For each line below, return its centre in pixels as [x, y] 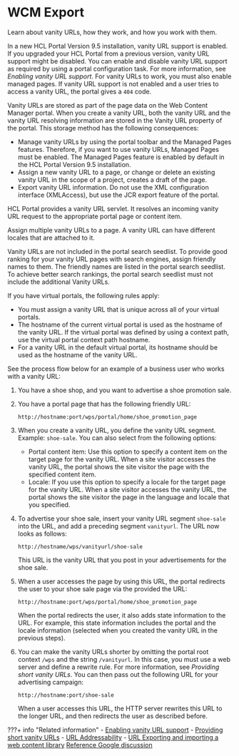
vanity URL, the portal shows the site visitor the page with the [118, 466]
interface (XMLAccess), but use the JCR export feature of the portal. [118, 195]
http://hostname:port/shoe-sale [66, 695]
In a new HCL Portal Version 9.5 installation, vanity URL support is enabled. [118, 46]
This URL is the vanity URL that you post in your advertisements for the [122, 560]
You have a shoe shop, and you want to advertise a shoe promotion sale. [124, 390]
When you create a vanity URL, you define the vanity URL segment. [117, 430]
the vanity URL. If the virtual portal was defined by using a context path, [123, 332]
